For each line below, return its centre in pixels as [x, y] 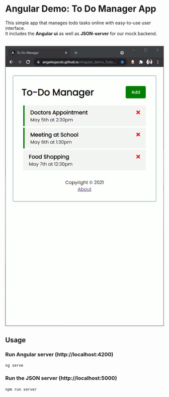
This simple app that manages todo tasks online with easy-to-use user [78, 23]
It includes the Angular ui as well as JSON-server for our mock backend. [81, 33]
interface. [15, 28]
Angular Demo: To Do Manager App [81, 9]
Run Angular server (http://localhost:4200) [59, 354]
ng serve [14, 366]
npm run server [21, 389]
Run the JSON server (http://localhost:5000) [61, 378]
